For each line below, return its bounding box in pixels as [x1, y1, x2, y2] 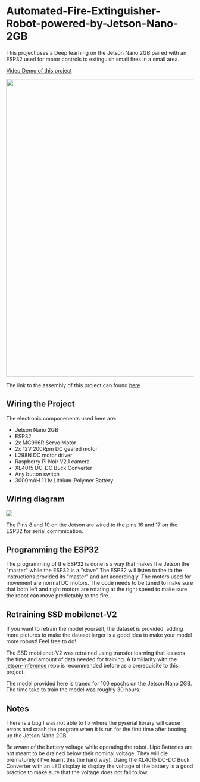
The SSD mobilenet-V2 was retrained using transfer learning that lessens [6, 649, 186, 656]
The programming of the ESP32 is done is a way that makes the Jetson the [6, 560, 190, 568]
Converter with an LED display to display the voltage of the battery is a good [6, 762, 193, 769]
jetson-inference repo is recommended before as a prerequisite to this [6, 662, 179, 669]
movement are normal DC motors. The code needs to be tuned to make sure [6, 580, 193, 587]
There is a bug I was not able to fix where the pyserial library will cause [6, 719, 180, 726]
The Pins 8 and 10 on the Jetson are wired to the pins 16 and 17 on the [6, 521, 178, 528]
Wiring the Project [6, 399, 76, 409]
